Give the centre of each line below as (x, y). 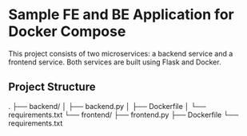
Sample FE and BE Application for (121, 15)
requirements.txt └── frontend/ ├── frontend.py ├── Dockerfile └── (124, 115)
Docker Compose (67, 31)
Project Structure (52, 87)
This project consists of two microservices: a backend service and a (121, 53)
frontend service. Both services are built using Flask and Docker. (115, 62)
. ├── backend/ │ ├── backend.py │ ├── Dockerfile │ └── (107, 106)
